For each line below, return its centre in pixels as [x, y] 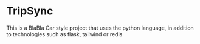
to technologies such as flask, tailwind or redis [64, 34]
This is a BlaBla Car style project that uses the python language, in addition [100, 28]
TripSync [30, 11]
